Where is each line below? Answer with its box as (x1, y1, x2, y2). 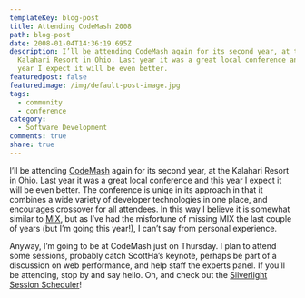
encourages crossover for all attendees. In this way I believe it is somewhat (9, 204, 290, 214)
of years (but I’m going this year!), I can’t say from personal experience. (9, 223, 278, 233)
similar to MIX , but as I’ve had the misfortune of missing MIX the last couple (9, 213, 292, 223)
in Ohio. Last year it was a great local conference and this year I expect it (9, 174, 282, 185)
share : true (9, 140, 54, 149)
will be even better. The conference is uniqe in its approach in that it (9, 184, 263, 195)
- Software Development (17, 124, 107, 133)
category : (9, 114, 47, 124)
